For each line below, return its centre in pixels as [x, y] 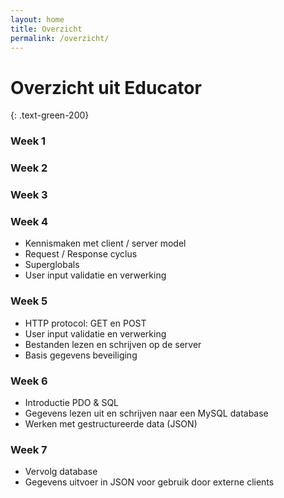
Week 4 [29, 221]
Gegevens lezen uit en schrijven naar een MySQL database [146, 413]
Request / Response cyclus [81, 254]
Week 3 [29, 195]
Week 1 [28, 141]
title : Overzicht [46, 29]
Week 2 [29, 168]
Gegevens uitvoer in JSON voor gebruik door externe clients [149, 482]
